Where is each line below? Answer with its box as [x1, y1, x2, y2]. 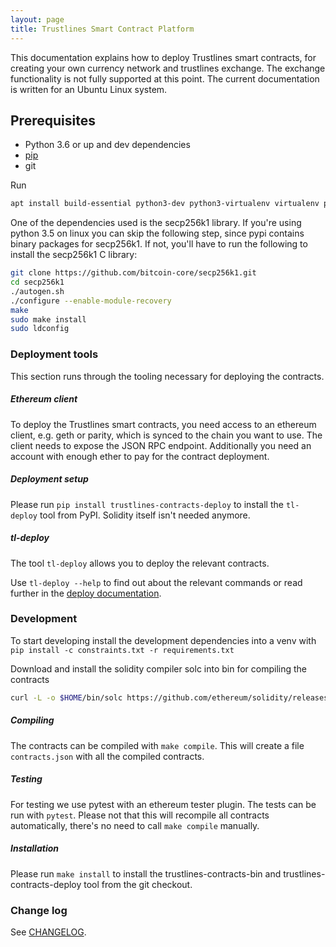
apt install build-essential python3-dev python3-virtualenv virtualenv [10, 199, 320, 209]
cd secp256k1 [10, 277, 65, 288]
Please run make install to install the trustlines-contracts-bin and [10, 867, 282, 880]
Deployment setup [10, 473, 89, 485]
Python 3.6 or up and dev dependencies [24, 139, 191, 151]
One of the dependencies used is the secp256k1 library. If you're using [10, 217, 302, 229]
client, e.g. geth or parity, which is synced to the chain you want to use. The [10, 429, 323, 441]
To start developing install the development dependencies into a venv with [10, 634, 317, 646]
